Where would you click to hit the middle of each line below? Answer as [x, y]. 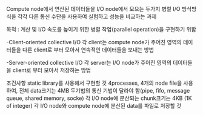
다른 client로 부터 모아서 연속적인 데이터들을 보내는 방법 [88, 50]
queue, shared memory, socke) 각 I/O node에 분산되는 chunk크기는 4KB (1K [99, 98]
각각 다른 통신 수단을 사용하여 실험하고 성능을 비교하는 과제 [87, 16]
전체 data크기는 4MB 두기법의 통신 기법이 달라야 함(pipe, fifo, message [105, 90]
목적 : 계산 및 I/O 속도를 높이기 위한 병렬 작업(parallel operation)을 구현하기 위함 [101, 29]
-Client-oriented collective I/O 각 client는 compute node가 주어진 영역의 [94, 42]
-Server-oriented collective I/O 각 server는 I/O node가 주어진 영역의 [89, 63]
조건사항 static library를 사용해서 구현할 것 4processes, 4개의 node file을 [94, 83]
